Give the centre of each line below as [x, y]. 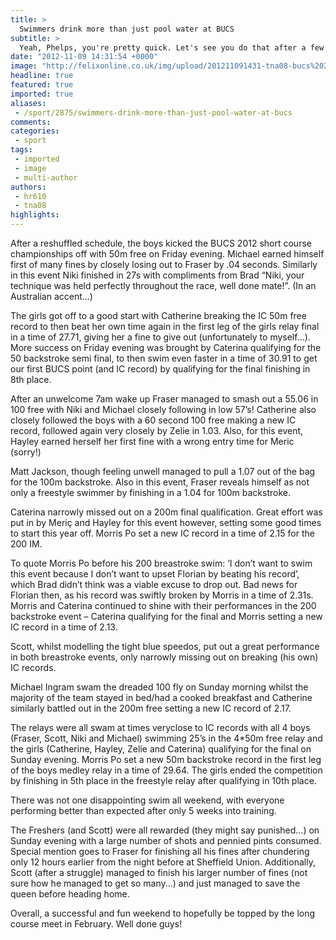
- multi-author [46, 177]
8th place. [31, 379]
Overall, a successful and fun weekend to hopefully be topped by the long [163, 913]
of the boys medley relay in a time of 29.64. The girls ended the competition [166, 770]
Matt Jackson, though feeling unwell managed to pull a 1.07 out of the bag [163, 471]
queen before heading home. [70, 894]
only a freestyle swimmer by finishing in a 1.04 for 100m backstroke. [151, 492]
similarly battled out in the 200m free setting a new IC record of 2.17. [151, 708]
